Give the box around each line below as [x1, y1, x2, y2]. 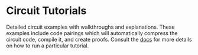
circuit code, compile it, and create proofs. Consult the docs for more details [6, 36, 192, 43]
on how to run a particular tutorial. [6, 42, 89, 49]
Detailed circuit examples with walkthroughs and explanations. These [6, 23, 175, 30]
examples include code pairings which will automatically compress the [6, 29, 178, 36]
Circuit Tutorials [6, 4, 87, 18]
